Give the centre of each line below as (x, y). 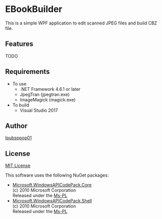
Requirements (27, 72)
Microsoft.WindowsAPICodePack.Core (52, 185)
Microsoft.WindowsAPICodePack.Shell (52, 201)
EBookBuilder (34, 9)
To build (21, 105)
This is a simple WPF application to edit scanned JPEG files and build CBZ (81, 23)
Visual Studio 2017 (39, 110)
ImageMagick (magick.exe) (48, 100)
